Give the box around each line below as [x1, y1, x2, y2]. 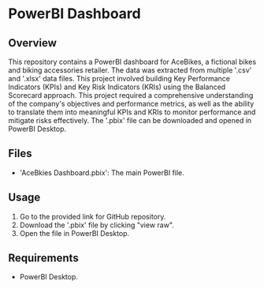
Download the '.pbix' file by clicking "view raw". [19, 220, 175, 230]
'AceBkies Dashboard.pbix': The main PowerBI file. [19, 167, 185, 178]
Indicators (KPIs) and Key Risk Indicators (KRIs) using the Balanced [8, 82, 226, 92]
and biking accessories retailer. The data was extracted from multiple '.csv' [8, 65, 252, 75]
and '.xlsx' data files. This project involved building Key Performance [8, 74, 231, 83]
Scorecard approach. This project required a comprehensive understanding [8, 91, 254, 99]
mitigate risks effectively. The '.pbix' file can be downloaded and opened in [8, 116, 252, 125]
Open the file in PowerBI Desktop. [19, 228, 130, 238]
